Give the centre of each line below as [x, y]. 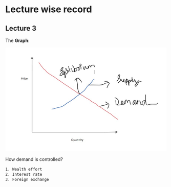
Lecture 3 [21, 28]
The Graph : [17, 40]
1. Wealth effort [24, 170]
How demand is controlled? [34, 159]
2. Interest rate [24, 175]
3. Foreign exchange [27, 180]
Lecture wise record [49, 9]
